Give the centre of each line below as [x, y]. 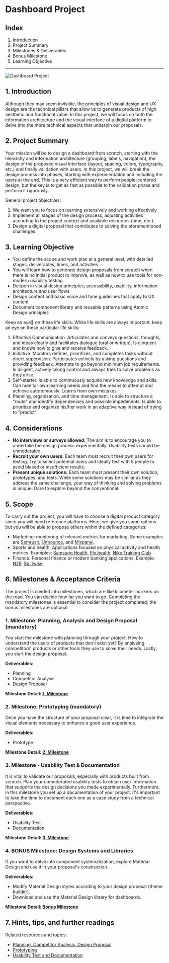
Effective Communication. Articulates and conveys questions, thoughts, [87, 338]
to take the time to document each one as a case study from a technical [80, 797]
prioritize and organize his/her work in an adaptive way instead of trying [87, 407]
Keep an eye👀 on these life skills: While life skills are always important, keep [84, 323]
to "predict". [25, 412]
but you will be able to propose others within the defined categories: [76, 527]
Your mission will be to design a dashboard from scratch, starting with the [82, 153]
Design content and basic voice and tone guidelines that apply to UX [83, 297]
